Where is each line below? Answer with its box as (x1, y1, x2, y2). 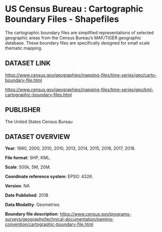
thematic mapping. (5, 45, 43, 51)
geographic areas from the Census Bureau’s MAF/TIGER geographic (5, 35, 142, 41)
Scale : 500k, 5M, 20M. (5, 164, 51, 170)
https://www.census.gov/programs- (60, 211, 131, 217)
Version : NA (5, 183, 30, 189)
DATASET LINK (5, 59, 51, 67)
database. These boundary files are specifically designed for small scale (5, 40, 150, 46)
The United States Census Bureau (5, 119, 73, 124)
